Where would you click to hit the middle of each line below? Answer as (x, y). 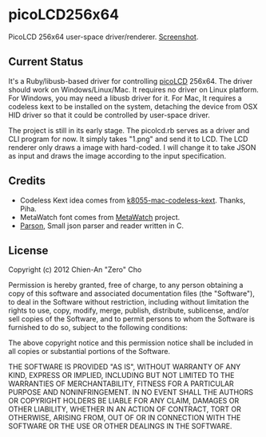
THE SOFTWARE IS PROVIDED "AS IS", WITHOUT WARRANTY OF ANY (125, 367)
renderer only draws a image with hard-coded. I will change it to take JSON (132, 147)
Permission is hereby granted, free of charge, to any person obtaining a (126, 285)
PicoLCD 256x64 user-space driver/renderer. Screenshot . (103, 37)
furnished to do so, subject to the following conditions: (98, 328)
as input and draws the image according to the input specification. (117, 156)
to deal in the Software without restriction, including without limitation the (129, 302)
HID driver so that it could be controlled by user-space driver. (109, 115)
